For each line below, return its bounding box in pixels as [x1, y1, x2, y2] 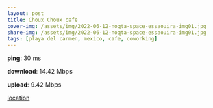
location [7, 94, 30, 103]
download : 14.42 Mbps [7, 68, 73, 76]
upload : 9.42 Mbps [7, 81, 62, 89]
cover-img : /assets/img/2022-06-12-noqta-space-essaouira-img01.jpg [7, 23, 207, 29]
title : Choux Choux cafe [7, 16, 78, 23]
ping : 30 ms [7, 54, 42, 62]
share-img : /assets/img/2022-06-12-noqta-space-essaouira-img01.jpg [7, 29, 207, 36]
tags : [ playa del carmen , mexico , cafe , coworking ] [7, 36, 158, 42]
